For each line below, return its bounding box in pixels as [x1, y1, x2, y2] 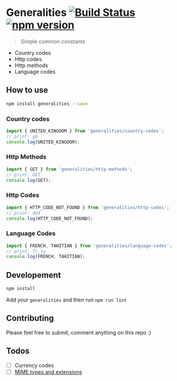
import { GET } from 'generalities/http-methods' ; [6, 166, 133, 172]
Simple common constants [20, 38, 85, 45]
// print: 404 [6, 210, 41, 216]
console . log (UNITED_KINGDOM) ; [6, 139, 81, 145]
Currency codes [14, 362, 54, 369]
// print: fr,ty [6, 248, 46, 254]
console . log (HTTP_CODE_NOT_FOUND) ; [6, 216, 93, 221]
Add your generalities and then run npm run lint [6, 296, 127, 303]
